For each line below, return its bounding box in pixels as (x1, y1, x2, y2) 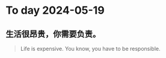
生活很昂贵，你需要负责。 (5, 29, 100, 39)
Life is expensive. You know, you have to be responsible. (20, 45, 161, 52)
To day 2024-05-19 (5, 4, 105, 17)
